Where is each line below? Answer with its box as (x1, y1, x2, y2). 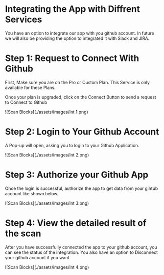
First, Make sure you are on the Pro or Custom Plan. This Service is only (5, 79, 150, 85)
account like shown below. (5, 190, 59, 196)
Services (5, 14, 43, 25)
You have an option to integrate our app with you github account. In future (5, 30, 154, 36)
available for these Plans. (5, 85, 56, 91)
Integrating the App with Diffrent (5, 3, 141, 15)
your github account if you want (5, 254, 70, 260)
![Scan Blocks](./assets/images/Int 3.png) (5, 200, 89, 206)
